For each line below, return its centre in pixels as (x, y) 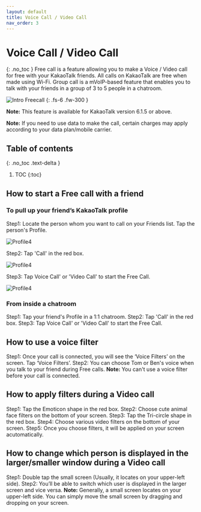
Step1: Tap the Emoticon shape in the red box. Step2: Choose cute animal (97, 409)
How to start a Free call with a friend (75, 194)
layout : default (26, 12)
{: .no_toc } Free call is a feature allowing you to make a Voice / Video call (97, 69)
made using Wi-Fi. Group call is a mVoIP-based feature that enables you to (98, 82)
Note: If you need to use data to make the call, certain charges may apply (97, 123)
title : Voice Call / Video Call (46, 17)
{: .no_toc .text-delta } (33, 163)
